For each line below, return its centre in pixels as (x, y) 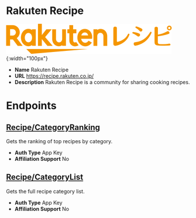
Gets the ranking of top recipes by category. (59, 141)
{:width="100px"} (27, 58)
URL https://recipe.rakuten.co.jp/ (54, 76)
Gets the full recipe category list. (45, 191)
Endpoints (31, 106)
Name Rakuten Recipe (42, 70)
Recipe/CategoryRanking (53, 127)
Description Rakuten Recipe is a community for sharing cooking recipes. (102, 82)
